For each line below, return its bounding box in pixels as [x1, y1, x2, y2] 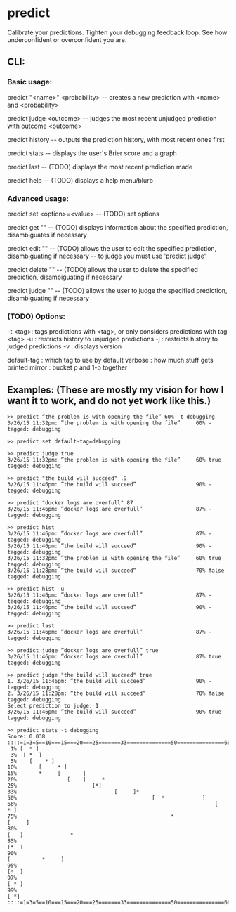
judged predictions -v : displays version [7, 342, 122, 351]
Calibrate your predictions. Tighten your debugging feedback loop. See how [7, 28, 228, 37]
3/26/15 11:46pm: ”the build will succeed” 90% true [7, 708, 221, 716]
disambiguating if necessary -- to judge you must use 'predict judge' [7, 252, 206, 260]
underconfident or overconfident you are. [7, 35, 127, 44]
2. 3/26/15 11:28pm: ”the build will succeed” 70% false [7, 690, 225, 697]
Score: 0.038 [7, 733, 46, 741]
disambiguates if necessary [7, 230, 88, 239]
